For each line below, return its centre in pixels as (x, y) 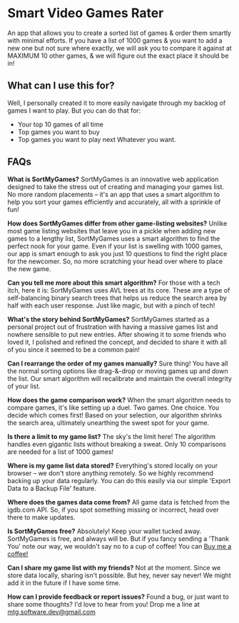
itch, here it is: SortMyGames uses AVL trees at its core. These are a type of (119, 290)
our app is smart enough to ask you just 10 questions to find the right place (117, 253)
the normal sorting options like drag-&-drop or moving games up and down (118, 371)
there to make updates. (41, 517)
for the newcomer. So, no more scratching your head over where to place (115, 261)
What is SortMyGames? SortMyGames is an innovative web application (113, 179)
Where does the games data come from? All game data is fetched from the (119, 502)
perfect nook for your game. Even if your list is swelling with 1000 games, (115, 246)
